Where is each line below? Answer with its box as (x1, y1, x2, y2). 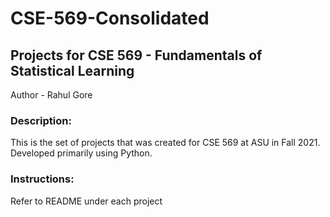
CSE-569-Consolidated (10, 7, 210, 30)
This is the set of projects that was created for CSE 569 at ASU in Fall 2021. (10, 137, 321, 149)
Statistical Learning (10, 62, 135, 79)
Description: (10, 113, 72, 127)
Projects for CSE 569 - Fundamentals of (10, 47, 263, 64)
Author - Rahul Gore (10, 89, 93, 101)
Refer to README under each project (10, 195, 163, 207)
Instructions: (10, 172, 75, 186)
